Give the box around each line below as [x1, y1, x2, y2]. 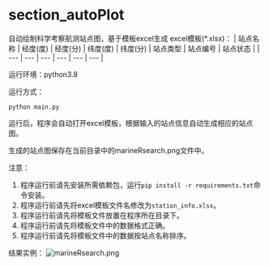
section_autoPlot [8, 6, 125, 24]
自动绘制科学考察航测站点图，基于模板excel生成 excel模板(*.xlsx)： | [8, 33, 237, 43]
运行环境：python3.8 [8, 69, 79, 79]
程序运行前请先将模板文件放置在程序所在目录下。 [19, 210, 184, 220]
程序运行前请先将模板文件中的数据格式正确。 [19, 221, 170, 230]
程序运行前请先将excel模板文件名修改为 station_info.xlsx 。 [19, 200, 221, 210]
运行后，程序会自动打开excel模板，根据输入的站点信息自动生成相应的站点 [8, 118, 254, 127]
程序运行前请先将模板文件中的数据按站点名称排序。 [19, 230, 191, 240]
